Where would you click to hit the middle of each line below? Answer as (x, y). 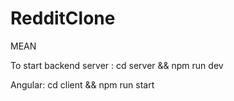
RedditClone (63, 18)
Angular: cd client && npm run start (82, 84)
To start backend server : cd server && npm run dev (117, 65)
